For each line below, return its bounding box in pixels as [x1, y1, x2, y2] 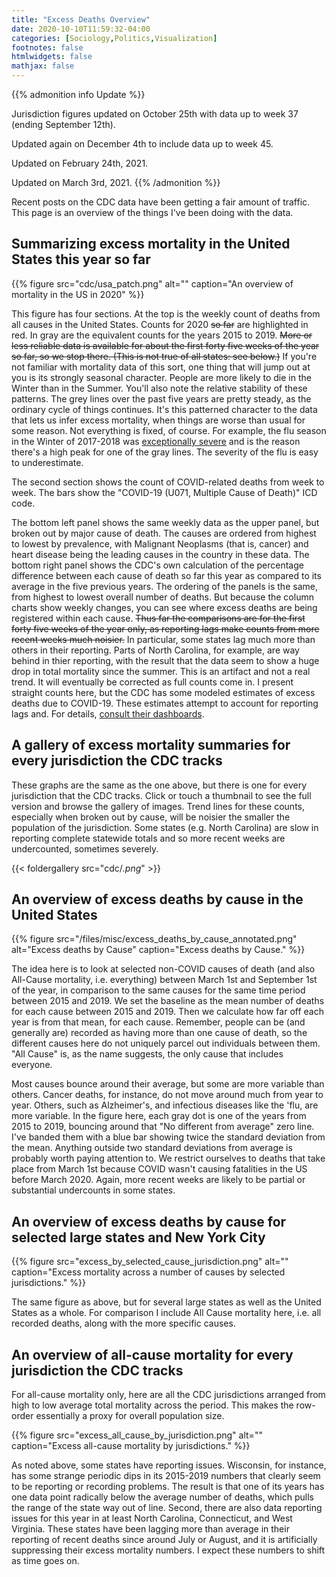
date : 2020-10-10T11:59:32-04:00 [11, 24, 151, 34]
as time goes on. [11, 1555, 80, 1567]
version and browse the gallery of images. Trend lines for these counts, [11, 800, 305, 812]
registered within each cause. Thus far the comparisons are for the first [11, 612, 306, 624]
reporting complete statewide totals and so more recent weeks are [11, 832, 286, 844]
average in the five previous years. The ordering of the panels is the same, [11, 580, 318, 592]
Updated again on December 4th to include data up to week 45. [11, 138, 274, 150]
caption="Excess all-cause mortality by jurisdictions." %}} [11, 1440, 251, 1452]
